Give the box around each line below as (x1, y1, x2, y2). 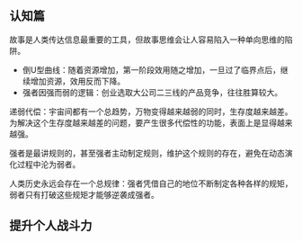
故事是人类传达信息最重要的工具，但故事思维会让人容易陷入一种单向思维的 (9, 34, 285, 45)
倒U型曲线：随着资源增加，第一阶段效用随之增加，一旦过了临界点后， (22, 64, 281, 75)
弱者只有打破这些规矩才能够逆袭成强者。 (9, 189, 159, 200)
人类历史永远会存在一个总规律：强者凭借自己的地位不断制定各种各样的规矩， (9, 178, 293, 189)
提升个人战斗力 (9, 219, 93, 234)
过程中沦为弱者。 (16, 158, 81, 169)
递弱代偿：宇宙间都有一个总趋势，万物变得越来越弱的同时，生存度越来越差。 (9, 106, 293, 117)
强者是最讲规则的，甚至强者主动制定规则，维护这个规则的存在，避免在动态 (9, 147, 285, 158)
